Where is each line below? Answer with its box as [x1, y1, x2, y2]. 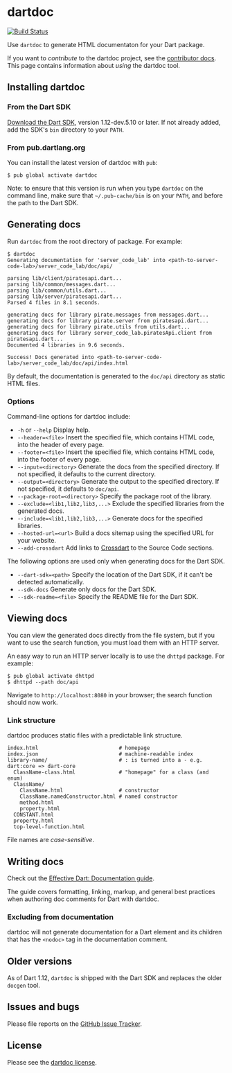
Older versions [7, 955, 73, 967]
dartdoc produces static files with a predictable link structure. [7, 731, 183, 740]
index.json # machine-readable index [7, 751, 194, 758]
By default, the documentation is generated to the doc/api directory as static [7, 372, 226, 380]
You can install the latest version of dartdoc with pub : [7, 158, 158, 166]
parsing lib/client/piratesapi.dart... [7, 274, 123, 281]
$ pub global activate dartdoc [7, 171, 98, 179]
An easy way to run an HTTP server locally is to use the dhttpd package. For [7, 652, 225, 660]
